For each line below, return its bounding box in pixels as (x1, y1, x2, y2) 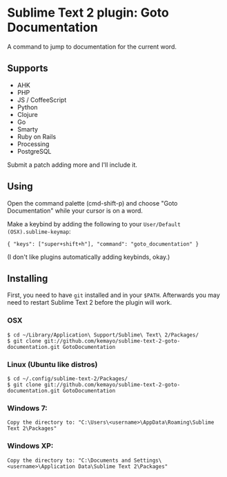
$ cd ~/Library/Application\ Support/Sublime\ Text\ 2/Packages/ (7, 331, 199, 339)
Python (17, 102, 38, 111)
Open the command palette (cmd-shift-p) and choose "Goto (7, 199, 178, 207)
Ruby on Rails (17, 132, 57, 141)
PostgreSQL (17, 147, 52, 155)
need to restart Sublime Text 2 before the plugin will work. (7, 298, 172, 307)
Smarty (17, 125, 39, 133)
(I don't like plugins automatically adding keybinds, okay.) (7, 253, 170, 261)
